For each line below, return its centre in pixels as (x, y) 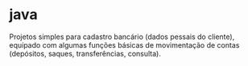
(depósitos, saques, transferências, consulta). (85, 53)
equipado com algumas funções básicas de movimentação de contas (124, 45)
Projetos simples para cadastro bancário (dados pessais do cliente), (122, 37)
